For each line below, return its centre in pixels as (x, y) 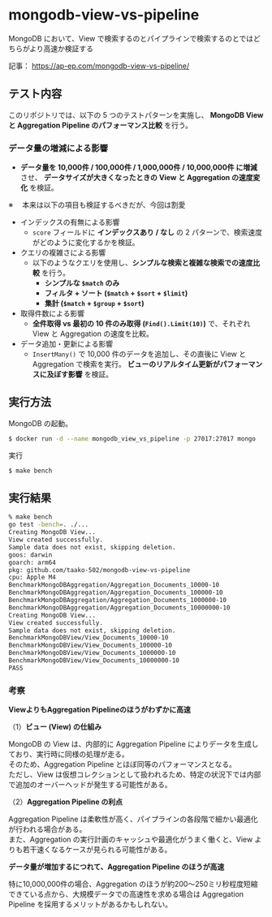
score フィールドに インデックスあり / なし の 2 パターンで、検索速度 (147, 232)
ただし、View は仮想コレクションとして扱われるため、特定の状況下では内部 (135, 775)
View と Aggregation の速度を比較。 (93, 334)
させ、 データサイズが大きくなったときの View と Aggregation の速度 (136, 178)
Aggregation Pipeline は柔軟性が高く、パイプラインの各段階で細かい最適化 (133, 819)
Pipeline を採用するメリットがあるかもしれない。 (91, 904)
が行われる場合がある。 (47, 829)
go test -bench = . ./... (49, 525)
